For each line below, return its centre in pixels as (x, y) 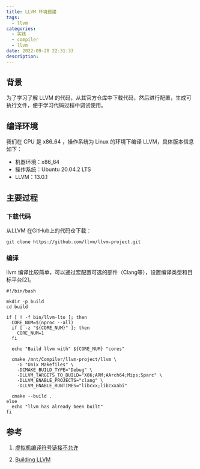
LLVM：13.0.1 (31, 177)
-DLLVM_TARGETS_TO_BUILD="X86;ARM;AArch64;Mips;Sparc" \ (90, 375)
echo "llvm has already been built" (57, 407)
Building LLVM (33, 459)
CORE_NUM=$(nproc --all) (43, 323)
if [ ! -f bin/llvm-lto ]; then (47, 318)
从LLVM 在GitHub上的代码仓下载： (49, 230)
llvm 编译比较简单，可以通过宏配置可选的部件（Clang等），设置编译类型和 (97, 272)
